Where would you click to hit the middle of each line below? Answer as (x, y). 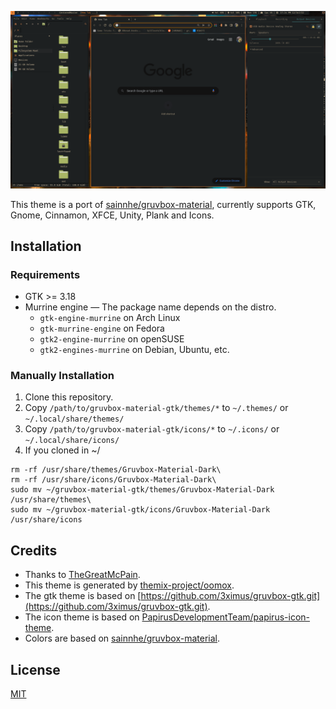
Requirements (45, 274)
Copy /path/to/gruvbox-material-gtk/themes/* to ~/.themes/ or (156, 408)
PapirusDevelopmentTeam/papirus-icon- (225, 617)
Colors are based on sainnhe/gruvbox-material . (122, 638)
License (35, 669)
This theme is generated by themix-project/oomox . (129, 585)
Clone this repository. (69, 397)
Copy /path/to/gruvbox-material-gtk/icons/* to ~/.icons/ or (152, 429)
